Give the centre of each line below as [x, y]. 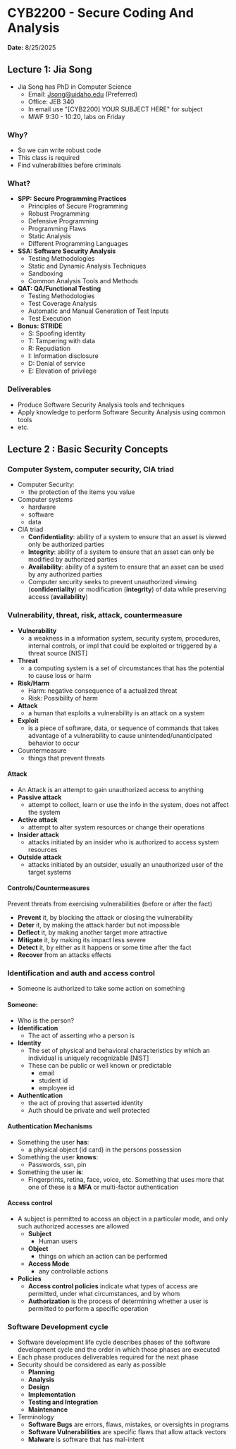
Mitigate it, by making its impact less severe [82, 940]
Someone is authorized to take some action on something [101, 989]
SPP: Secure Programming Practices [72, 199]
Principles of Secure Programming [78, 206]
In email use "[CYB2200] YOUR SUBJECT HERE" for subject [115, 109]
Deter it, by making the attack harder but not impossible [99, 925]
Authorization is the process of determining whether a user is [118, 1301]
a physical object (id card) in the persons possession [105, 1149]
